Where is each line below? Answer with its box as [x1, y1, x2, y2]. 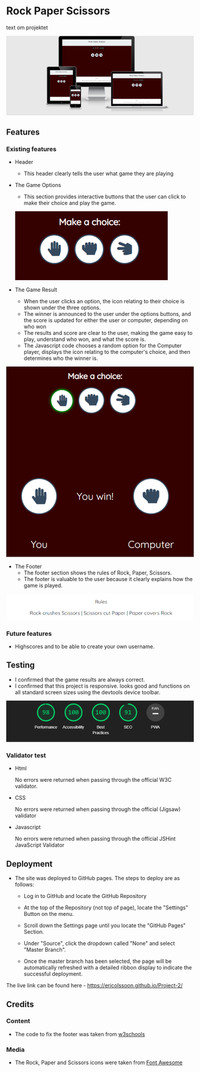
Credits [6, 999, 35, 1009]
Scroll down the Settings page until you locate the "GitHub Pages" [23, 922, 186, 929]
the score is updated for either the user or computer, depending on [23, 316, 188, 324]
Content [6, 1017, 31, 1026]
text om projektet [6, 24, 48, 31]
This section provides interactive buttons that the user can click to [23, 192, 186, 200]
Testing [6, 660, 35, 670]
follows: [14, 881, 35, 888]
